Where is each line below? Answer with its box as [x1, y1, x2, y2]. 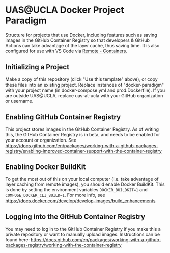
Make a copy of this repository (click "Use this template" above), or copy [5, 76, 158, 82]
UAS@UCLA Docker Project [5, 4, 125, 16]
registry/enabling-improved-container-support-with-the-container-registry [5, 148, 162, 154]
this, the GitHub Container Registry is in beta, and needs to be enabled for [5, 131, 160, 137]
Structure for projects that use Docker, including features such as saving [5, 32, 157, 38]
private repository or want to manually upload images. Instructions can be [5, 231, 160, 238]
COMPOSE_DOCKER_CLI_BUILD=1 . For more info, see [5, 192, 105, 199]
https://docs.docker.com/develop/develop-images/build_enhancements [5, 198, 156, 204]
